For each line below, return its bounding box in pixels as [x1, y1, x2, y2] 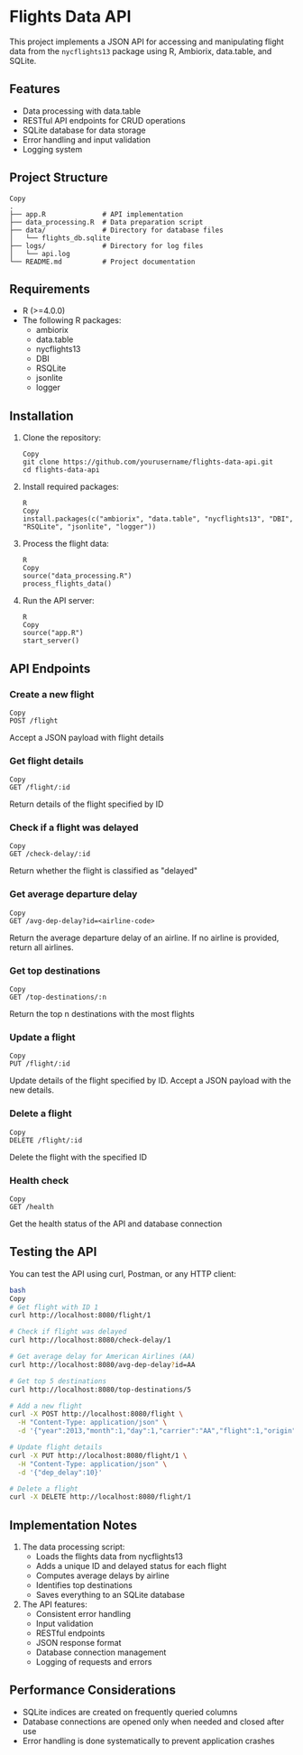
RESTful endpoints [35, 1628, 106, 1639]
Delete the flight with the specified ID [9, 1151, 147, 1162]
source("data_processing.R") [22, 571, 133, 581]
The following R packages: [22, 315, 122, 326]
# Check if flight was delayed [9, 1327, 127, 1336]
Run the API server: [22, 596, 95, 606]
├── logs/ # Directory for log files [9, 241, 204, 250]
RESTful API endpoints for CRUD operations [22, 115, 187, 125]
